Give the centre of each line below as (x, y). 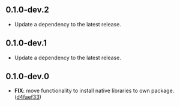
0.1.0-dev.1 (26, 43)
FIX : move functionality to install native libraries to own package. (94, 91)
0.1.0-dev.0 (27, 76)
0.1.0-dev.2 (27, 10)
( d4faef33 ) (28, 97)
